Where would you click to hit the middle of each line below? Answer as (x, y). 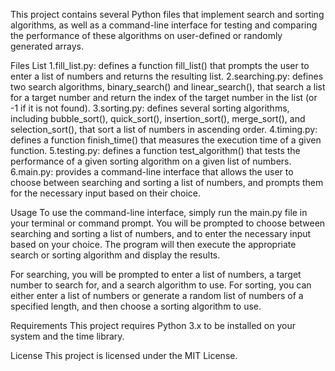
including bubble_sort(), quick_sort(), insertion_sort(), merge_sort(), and (158, 118)
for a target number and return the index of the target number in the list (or (164, 97)
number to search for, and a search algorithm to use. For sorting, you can (161, 285)
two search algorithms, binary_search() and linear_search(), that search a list (168, 87)
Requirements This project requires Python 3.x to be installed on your (153, 325)
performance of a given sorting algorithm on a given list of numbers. (151, 161)
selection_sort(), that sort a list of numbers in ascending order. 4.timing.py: (164, 129)
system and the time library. (67, 336)
